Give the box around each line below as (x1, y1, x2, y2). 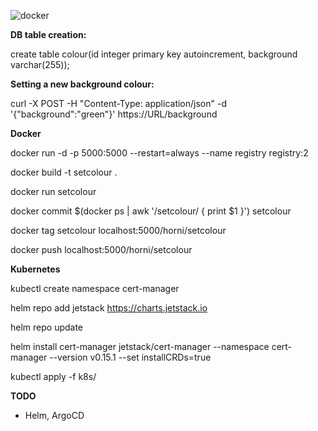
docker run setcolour (10, 186, 97, 197)
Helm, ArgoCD (24, 410, 85, 421)
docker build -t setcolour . (10, 166, 118, 178)
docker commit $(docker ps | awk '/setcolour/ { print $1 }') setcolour (10, 205, 292, 217)
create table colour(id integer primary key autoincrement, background (10, 48, 298, 60)
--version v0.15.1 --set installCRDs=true (49, 351, 212, 363)
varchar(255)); (10, 59, 70, 70)
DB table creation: (10, 29, 87, 40)
